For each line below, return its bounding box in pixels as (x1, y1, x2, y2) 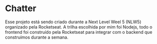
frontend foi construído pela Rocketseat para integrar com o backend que (5, 29, 153, 35)
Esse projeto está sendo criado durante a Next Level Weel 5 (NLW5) (5, 19, 141, 25)
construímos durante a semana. (5, 34, 69, 40)
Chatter (5, 3, 36, 14)
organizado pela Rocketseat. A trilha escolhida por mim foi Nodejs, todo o (5, 24, 153, 29)
